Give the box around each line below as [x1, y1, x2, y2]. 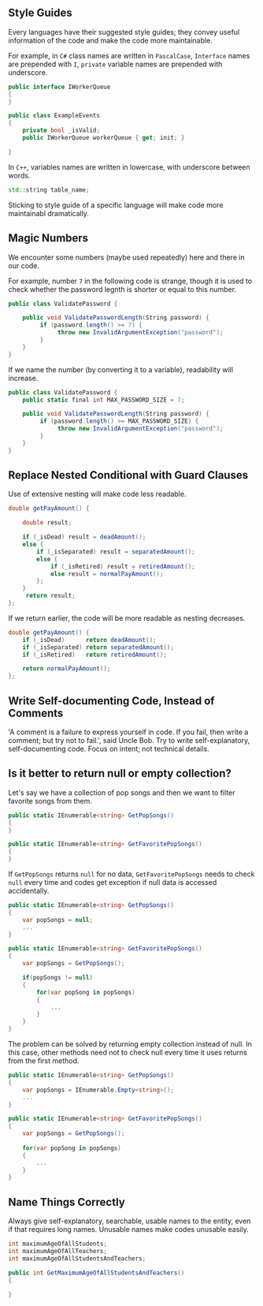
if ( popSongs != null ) [22, 974, 93, 982]
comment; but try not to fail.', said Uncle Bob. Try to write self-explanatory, [8, 736, 250, 744]
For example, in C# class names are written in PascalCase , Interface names [8, 50, 250, 60]
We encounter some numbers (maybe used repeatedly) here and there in [8, 252, 246, 262]
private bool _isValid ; [22, 126, 101, 135]
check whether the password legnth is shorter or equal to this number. [8, 284, 237, 294]
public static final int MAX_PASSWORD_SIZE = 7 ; [22, 396, 185, 404]
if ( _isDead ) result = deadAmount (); [22, 533, 146, 541]
